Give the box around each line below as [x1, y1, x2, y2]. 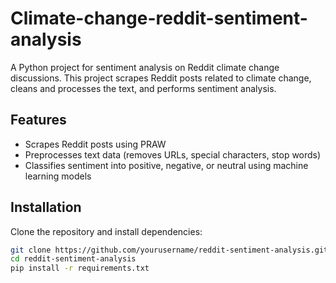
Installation [10, 199, 82, 216]
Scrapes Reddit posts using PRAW [24, 138, 167, 150]
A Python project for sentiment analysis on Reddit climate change [10, 61, 280, 73]
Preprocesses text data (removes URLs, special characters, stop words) [24, 148, 322, 161]
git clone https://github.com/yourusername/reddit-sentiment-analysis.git [10, 245, 329, 255]
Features [10, 112, 67, 129]
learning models [24, 170, 92, 182]
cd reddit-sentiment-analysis [10, 254, 137, 264]
